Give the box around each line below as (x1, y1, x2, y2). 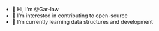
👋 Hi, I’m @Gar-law (11, 6, 59, 13)
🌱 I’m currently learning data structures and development (11, 18, 154, 25)
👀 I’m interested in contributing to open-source (11, 12, 128, 19)
